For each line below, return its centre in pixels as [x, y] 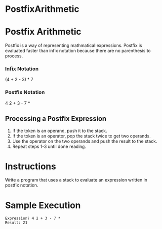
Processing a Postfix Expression [56, 119]
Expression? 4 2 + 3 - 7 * [33, 219]
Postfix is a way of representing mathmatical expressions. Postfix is [74, 46]
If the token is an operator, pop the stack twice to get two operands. [81, 136]
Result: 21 [16, 223]
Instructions [31, 166]
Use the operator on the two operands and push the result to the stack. [84, 141]
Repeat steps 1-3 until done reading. [49, 146]
